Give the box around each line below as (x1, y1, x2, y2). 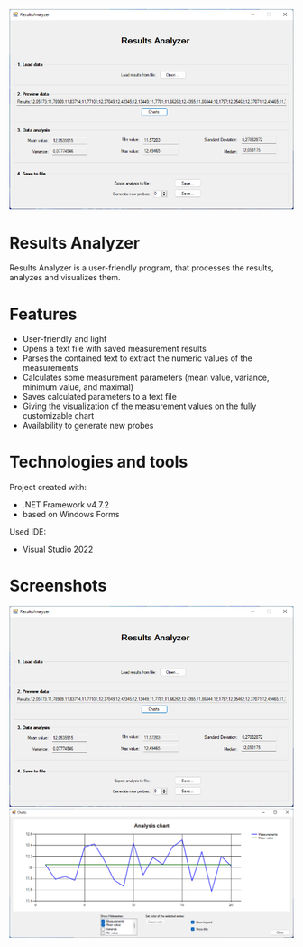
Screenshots (9, 575, 107, 596)
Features (9, 304, 78, 325)
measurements (22, 363, 78, 374)
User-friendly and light (22, 334, 107, 345)
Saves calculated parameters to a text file (22, 392, 178, 402)
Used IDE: (9, 526, 47, 537)
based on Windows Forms (22, 509, 120, 520)
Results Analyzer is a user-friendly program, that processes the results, (9, 262, 274, 273)
